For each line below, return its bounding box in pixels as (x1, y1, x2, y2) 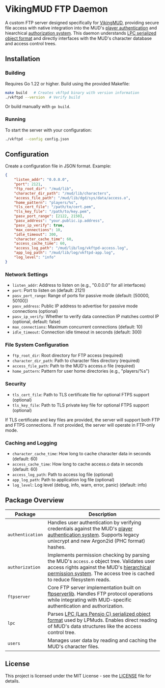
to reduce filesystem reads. (47, 576, 111, 583)
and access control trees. (5, 40, 56, 46)
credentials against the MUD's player (47, 525, 133, 532)
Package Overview (5, 496, 64, 504)
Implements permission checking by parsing (47, 551, 150, 558)
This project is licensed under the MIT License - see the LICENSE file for (5, 673, 151, 679)
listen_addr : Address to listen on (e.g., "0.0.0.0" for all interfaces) (12, 282, 146, 288)
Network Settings (5, 271, 48, 278)
